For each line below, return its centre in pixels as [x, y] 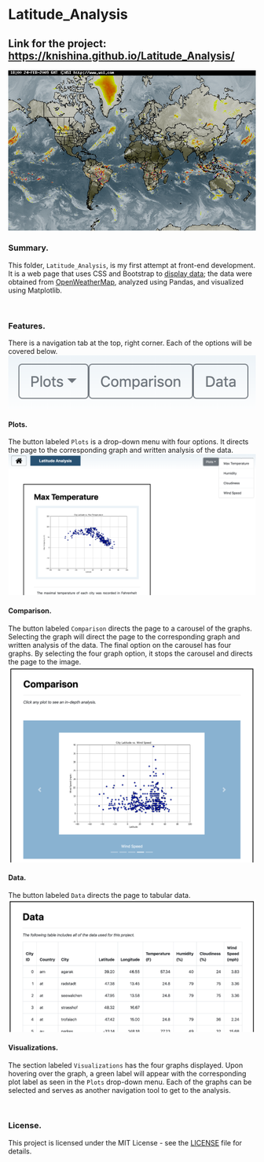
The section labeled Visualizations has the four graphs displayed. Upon [126, 1065]
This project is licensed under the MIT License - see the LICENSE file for [125, 1142]
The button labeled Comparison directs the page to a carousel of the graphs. [130, 628]
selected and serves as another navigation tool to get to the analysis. [119, 1090]
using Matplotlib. [35, 290]
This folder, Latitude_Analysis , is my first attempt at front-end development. [132, 265]
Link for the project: [57, 44]
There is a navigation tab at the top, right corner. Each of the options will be [130, 343]
